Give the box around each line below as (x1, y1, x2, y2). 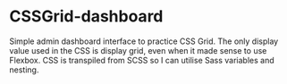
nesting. (9, 64, 39, 75)
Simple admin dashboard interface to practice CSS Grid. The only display (9, 36, 279, 46)
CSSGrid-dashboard (9, 6, 164, 27)
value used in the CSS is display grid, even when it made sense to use (9, 45, 267, 55)
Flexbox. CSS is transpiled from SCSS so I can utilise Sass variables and (9, 55, 274, 65)
